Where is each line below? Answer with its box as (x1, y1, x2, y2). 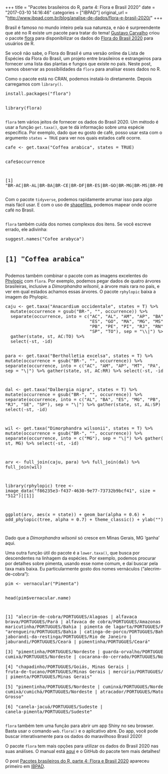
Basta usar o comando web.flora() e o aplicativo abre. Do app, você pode (5, 727, 158, 734)
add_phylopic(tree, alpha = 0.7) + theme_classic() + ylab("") (5, 516, 163, 522)
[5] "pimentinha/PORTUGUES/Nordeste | (5, 683, 100, 689)
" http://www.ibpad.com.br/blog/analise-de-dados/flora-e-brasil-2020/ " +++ (5, 15, 163, 20)
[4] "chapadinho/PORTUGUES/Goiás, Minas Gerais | (5, 663, 129, 669)
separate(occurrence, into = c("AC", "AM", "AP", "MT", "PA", (5, 362, 161, 368)
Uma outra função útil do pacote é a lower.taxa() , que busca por (5, 549, 140, 555)
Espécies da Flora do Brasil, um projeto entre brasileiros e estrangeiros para (5, 55, 161, 61)
